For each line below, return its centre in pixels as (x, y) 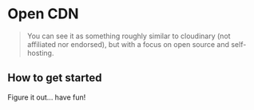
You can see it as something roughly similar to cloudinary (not (129, 36)
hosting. (40, 53)
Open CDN (43, 14)
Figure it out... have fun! (47, 97)
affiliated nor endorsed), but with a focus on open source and (128, 44)
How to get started (55, 78)
